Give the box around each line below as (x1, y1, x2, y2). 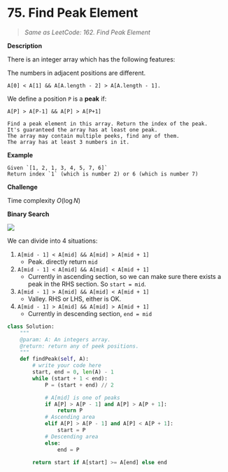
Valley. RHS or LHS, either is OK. (27, 294, 122, 303)
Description (7, 41, 43, 50)
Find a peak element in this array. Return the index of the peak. (7, 120, 208, 127)
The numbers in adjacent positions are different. (7, 69, 146, 77)
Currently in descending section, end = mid (27, 309, 152, 317)
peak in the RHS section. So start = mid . (27, 280, 147, 288)
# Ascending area (44, 414, 96, 421)
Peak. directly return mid (27, 257, 98, 266)
